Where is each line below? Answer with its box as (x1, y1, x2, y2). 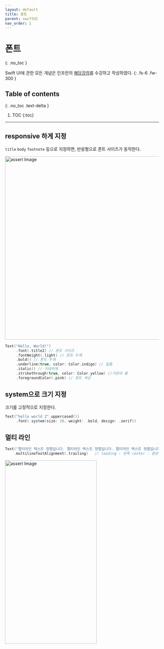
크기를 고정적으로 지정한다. (5, 404, 56, 410)
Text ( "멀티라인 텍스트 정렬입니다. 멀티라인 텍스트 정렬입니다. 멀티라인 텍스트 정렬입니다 (5, 446, 161, 452)
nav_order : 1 (5, 21, 32, 26)
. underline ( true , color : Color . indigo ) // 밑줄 (16, 362, 113, 367)
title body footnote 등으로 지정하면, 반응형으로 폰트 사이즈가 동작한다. (5, 146, 141, 152)
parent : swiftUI (5, 16, 38, 21)
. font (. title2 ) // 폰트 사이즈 (16, 348, 75, 353)
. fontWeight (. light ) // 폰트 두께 (16, 353, 82, 358)
